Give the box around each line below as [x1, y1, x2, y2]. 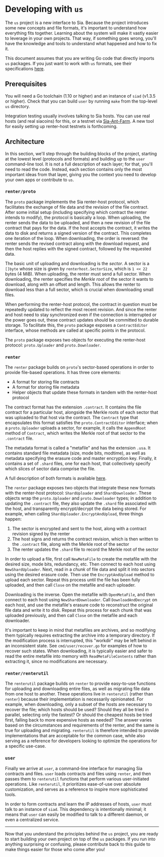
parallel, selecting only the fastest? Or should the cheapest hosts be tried [5, 712, 152, 718]
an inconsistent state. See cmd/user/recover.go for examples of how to [5, 643, 147, 649]
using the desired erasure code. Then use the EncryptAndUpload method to [5, 572, 155, 578]
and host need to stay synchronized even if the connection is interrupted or [5, 312, 157, 318]
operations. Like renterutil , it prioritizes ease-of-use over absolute [5, 781, 142, 787]
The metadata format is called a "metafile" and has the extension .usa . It [5, 445, 151, 451]
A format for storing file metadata [12, 384, 80, 390]
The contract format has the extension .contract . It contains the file [5, 404, 142, 410]
